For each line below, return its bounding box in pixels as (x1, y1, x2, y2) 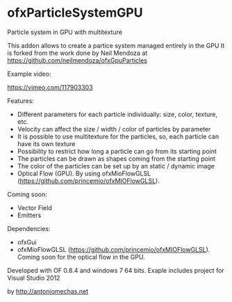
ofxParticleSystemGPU (7, 5, 143, 21)
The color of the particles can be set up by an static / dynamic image (17, 161, 215, 170)
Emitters (17, 211, 42, 219)
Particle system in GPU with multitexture (7, 28, 123, 36)
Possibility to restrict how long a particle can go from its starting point (17, 147, 217, 155)
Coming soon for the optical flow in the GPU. (17, 253, 145, 261)
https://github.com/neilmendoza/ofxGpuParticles (7, 56, 147, 64)
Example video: (7, 70, 51, 78)
